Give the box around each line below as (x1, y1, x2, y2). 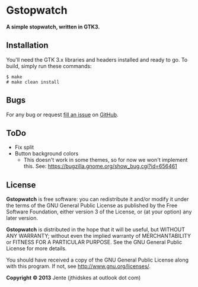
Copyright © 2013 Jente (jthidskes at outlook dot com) (6, 274, 141, 282)
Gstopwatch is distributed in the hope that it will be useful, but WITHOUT (6, 226, 186, 233)
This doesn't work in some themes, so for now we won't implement (23, 157, 188, 164)
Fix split (14, 143, 34, 151)
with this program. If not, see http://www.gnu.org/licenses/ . (6, 263, 151, 270)
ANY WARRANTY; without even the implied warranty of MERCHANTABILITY (6, 232, 191, 240)
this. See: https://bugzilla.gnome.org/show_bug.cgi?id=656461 (23, 162, 178, 170)
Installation (6, 40, 49, 50)
